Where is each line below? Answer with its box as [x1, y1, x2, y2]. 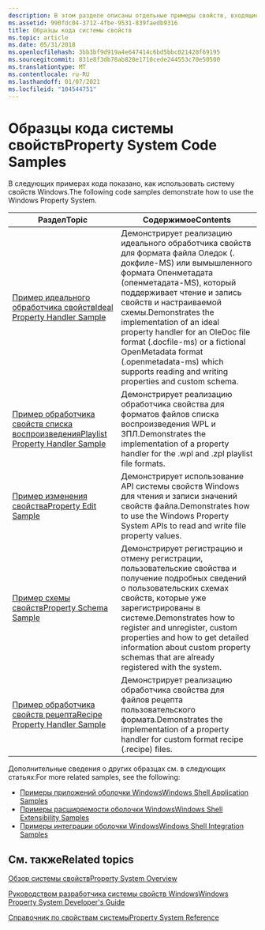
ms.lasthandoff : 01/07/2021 [8, 77, 101, 85]
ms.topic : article [8, 33, 69, 42]
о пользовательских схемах [121, 583, 229, 594]
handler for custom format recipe [121, 734, 244, 745]
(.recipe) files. [121, 744, 173, 755]
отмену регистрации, [121, 553, 203, 564]
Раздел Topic [38, 214, 88, 225]
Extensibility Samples [19, 813, 89, 822]
